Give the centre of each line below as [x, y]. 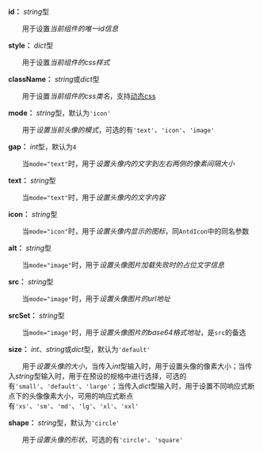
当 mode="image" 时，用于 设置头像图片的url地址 [96, 299]
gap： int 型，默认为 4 [42, 147]
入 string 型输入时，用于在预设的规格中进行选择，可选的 [97, 376]
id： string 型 [29, 12]
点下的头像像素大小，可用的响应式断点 [71, 396]
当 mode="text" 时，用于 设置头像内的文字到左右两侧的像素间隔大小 [128, 164]
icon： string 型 [33, 214]
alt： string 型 [30, 248]
